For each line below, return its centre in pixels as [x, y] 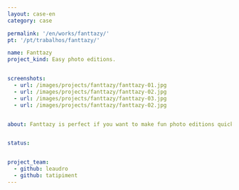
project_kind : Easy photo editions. [62, 60]
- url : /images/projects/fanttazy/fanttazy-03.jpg [90, 98]
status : [19, 143]
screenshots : [27, 79]
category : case [30, 21]
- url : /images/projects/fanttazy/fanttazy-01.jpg [90, 85]
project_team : [28, 162]
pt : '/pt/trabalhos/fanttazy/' [54, 40]
